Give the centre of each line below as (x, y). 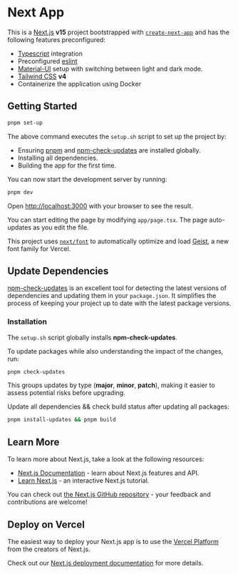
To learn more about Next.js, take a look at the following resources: (106, 459)
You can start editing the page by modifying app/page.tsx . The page (108, 220)
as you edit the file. (61, 227)
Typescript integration (50, 53)
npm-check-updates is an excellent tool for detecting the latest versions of (117, 288)
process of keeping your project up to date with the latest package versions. (119, 303)
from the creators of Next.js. (49, 549)
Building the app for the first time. (67, 165)
